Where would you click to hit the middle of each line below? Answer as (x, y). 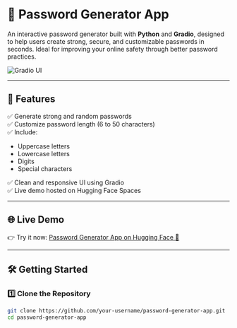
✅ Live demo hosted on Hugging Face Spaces (74, 190)
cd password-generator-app (47, 317)
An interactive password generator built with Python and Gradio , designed (116, 34)
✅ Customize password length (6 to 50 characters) (81, 124)
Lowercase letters (44, 153)
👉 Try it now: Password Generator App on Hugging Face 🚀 (93, 237)
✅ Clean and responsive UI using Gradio (66, 182)
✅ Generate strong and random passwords (69, 116)
